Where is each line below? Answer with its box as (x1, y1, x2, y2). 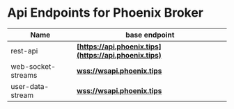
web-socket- (10, 61, 56, 71)
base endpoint (125, 30, 175, 40)
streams (10, 70, 38, 80)
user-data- (10, 81, 49, 91)
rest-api (10, 46, 38, 56)
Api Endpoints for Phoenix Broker (7, 5, 204, 21)
